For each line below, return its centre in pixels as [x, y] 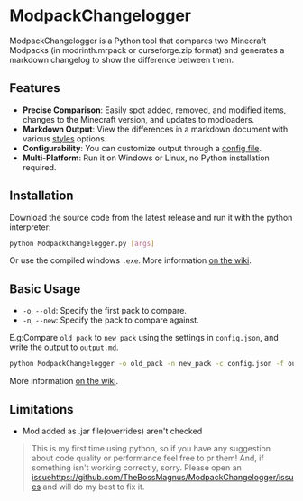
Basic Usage [45, 289]
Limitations [41, 410]
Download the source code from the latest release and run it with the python [151, 217]
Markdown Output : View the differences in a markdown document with [155, 129]
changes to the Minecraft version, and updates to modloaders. [138, 119]
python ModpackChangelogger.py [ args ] [82, 243]
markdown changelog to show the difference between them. [122, 59]
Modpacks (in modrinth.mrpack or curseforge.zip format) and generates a [147, 50]
